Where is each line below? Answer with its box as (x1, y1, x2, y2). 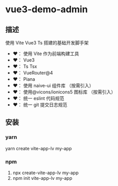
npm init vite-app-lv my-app (12, 175, 73, 181)
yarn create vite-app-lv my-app (5, 145, 72, 151)
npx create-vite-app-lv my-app (12, 170, 78, 176)
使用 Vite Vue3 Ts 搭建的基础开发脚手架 (5, 40, 89, 45)
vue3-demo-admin (5, 4, 88, 15)
